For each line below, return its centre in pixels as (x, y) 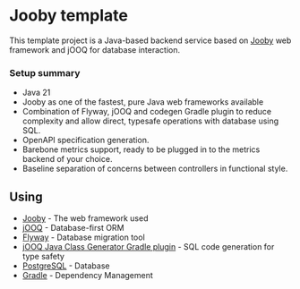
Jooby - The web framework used (85, 218)
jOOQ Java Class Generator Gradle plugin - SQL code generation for (148, 247)
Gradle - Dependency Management (88, 276)
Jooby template (69, 16)
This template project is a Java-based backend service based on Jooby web (150, 40)
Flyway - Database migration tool (83, 237)
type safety (43, 257)
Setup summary (45, 72)
